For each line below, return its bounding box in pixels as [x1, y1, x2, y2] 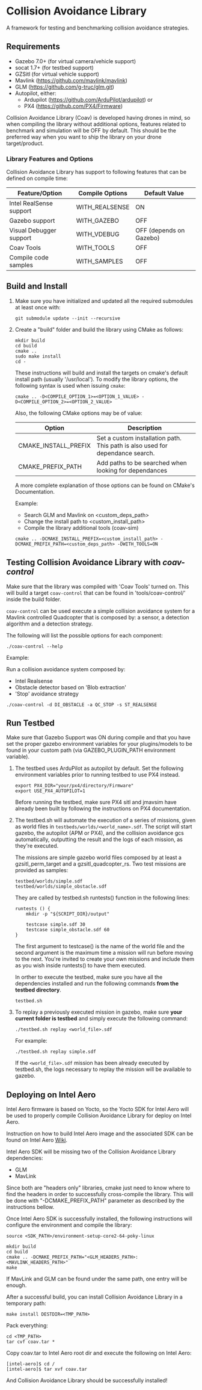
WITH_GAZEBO [76, 217, 119, 225]
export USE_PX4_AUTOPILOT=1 [14, 788, 85, 794]
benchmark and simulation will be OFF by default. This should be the [6, 126, 176, 134]
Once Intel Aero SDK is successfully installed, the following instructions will [6, 1215, 192, 1223]
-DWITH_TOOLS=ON [117, 541, 158, 547]
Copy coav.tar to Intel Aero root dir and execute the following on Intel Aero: [6, 1350, 192, 1357]
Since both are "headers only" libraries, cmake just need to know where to [6, 1184, 191, 1191]
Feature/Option [17, 189, 62, 197]
